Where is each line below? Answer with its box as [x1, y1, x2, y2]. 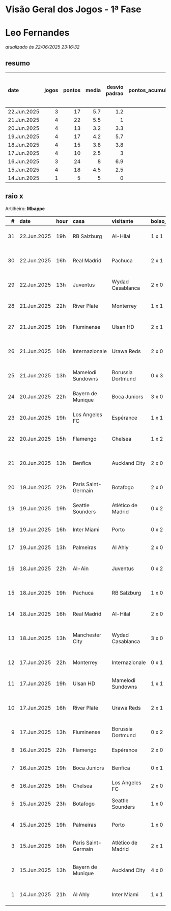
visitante [111, 217, 134, 224]
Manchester [72, 631, 102, 639]
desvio [106, 83, 124, 90]
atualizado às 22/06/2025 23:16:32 [5, 44, 80, 50]
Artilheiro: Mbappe [5, 206, 45, 212]
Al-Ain [72, 565, 89, 572]
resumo [5, 59, 31, 67]
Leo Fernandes [5, 27, 70, 39]
